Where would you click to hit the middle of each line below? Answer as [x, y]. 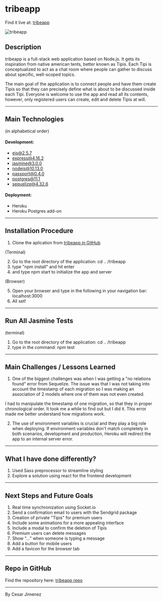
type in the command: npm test [43, 347]
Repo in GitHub [28, 569]
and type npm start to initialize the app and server [62, 272]
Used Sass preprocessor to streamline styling [57, 471]
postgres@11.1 [26, 179]
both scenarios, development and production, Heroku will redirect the [81, 434]
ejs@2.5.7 [22, 153]
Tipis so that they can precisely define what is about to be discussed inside [80, 89]
